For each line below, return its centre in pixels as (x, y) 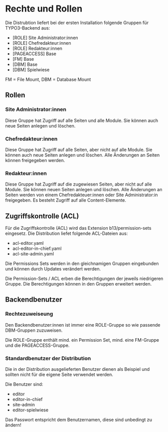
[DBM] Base (25, 64)
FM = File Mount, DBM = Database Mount (48, 79)
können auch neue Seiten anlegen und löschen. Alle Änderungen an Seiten (82, 155)
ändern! (13, 425)
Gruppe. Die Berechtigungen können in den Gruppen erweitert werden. (78, 284)
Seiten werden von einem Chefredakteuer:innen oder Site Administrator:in (81, 195)
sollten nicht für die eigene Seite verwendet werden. (59, 375)
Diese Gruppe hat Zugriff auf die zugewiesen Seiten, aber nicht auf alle (78, 184)
